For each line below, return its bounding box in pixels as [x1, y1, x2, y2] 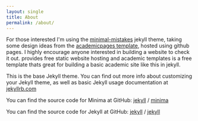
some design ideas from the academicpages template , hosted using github [6, 42, 190, 49]
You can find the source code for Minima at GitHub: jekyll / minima [6, 97, 169, 104]
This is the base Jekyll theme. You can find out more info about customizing [6, 72, 192, 80]
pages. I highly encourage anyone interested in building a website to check [6, 49, 190, 56]
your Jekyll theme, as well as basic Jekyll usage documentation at [6, 79, 168, 86]
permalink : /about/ [6, 20, 55, 26]
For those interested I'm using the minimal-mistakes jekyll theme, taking [6, 36, 183, 43]
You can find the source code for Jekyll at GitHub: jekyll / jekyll [6, 108, 161, 116]
